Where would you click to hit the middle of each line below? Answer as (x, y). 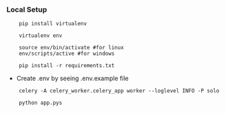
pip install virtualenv (53, 24)
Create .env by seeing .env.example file (72, 78)
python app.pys (41, 103)
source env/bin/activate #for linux (72, 48)
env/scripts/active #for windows (67, 54)
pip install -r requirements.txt (67, 66)
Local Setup (27, 10)
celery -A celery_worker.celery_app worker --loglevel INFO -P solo (119, 91)
